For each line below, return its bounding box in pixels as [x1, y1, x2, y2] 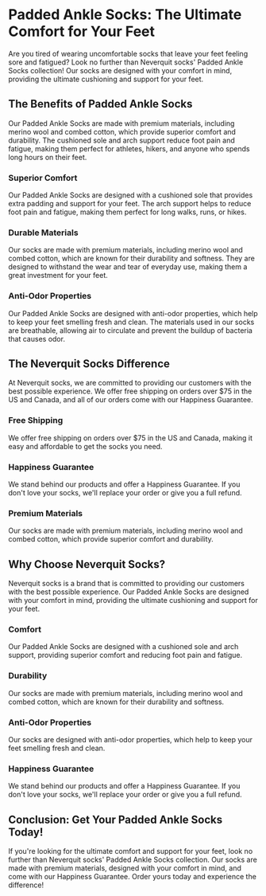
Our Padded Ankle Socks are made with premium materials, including [8, 118, 235, 128]
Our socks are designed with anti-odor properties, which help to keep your [8, 735, 253, 745]
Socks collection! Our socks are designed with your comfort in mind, [8, 65, 233, 75]
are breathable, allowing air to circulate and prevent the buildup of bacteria [8, 325, 253, 335]
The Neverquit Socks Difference [8, 357, 171, 371]
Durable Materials [8, 227, 79, 238]
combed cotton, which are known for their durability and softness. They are [8, 253, 256, 264]
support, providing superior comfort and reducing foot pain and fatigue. [8, 651, 243, 660]
